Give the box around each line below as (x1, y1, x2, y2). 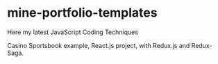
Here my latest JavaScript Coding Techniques (7, 28, 139, 36)
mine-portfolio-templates (7, 5, 158, 21)
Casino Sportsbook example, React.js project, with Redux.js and (7, 41, 190, 49)
